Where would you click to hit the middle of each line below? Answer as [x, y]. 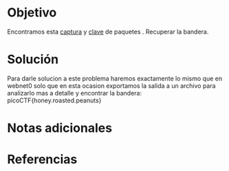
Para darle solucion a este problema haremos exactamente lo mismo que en [115, 78]
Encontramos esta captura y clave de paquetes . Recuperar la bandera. [108, 32]
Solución [33, 59]
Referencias [42, 160]
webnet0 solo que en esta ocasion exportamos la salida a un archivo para [111, 85]
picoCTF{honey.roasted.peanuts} [54, 100]
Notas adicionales [59, 128]
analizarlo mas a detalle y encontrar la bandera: [75, 93]
